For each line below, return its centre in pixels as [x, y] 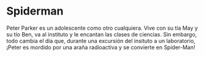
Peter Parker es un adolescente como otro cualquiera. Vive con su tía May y [102, 28]
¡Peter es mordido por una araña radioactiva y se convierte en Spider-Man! [101, 47]
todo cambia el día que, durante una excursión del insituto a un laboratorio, [101, 41]
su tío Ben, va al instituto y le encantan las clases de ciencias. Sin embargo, [102, 34]
